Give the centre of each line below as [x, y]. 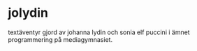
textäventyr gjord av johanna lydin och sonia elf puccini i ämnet [99, 32]
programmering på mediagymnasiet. [60, 39]
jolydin [28, 13]
